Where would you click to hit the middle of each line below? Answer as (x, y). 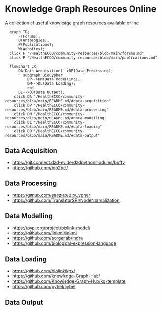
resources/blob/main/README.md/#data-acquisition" (58, 101)
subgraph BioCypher (43, 75)
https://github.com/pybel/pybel (44, 287)
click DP (23, 105)
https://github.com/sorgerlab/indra (48, 238)
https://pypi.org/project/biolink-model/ (51, 228)
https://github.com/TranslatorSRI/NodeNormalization (66, 200)
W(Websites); (32, 49)
